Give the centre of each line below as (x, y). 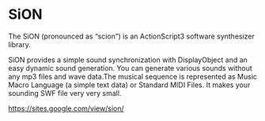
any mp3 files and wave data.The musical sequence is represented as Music (133, 76)
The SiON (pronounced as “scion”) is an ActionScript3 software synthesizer (132, 36)
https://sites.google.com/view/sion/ (66, 108)
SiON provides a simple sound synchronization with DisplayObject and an (128, 60)
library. (20, 44)
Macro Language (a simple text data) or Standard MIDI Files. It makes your (129, 85)
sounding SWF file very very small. (65, 93)
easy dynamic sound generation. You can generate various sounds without (131, 68)
